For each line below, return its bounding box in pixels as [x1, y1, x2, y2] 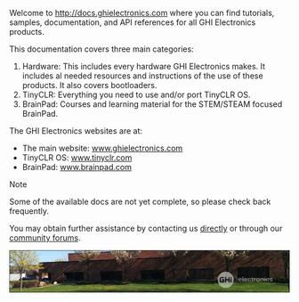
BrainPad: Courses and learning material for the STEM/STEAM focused [21, 99, 283, 110]
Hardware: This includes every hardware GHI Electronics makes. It [21, 61, 265, 71]
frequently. [9, 206, 49, 216]
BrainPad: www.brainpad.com [21, 162, 132, 172]
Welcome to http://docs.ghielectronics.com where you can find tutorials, [9, 8, 275, 18]
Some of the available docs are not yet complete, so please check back [9, 196, 271, 207]
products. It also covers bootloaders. [21, 80, 158, 90]
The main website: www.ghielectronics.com [21, 143, 183, 153]
